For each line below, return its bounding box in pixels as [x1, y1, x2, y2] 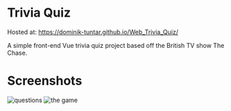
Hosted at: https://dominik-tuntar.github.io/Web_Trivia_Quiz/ [7, 28, 179, 36]
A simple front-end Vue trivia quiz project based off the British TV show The [7, 41, 225, 49]
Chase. [7, 49, 28, 57]
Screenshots [7, 73, 83, 89]
